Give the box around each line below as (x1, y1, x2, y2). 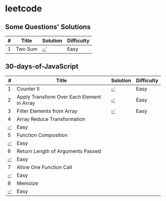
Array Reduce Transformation (16, 116, 85, 122)
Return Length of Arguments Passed (16, 148, 101, 155)
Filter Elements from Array (16, 107, 78, 114)
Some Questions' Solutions (5, 23, 91, 31)
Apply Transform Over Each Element (16, 93, 101, 100)
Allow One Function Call (16, 163, 73, 170)
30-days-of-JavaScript (5, 62, 79, 71)
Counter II (16, 85, 40, 92)
